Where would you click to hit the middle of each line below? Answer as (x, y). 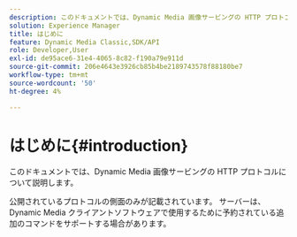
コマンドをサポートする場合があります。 (98, 224)
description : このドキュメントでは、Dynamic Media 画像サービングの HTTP (135, 17)
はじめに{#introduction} (99, 145)
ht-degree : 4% (35, 91)
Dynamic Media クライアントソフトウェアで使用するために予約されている (143, 212)
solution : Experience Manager (65, 26)
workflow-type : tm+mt (49, 75)
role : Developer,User (49, 50)
